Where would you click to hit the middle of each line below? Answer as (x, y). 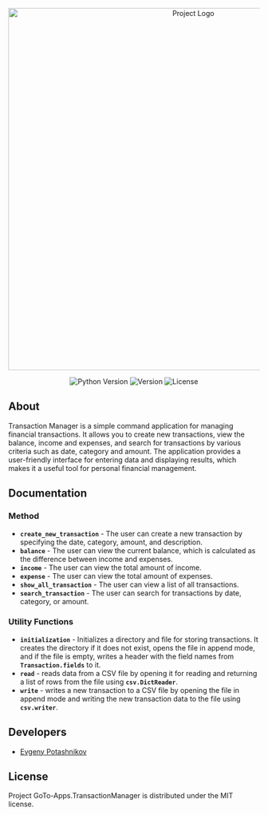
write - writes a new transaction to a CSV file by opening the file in (130, 690)
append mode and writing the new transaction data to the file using (130, 698)
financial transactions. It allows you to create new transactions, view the (126, 434)
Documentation (48, 494)
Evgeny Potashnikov (53, 751)
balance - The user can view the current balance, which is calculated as (138, 550)
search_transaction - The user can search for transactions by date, (130, 593)
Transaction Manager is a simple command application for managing (121, 425)
